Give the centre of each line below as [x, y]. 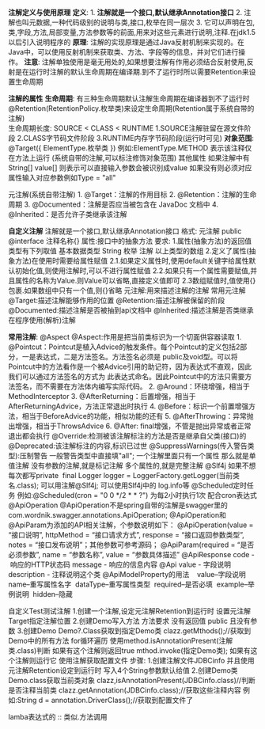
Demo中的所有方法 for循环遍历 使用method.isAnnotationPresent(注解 [121, 641]
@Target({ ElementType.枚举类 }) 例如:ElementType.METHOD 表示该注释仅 [130, 148]
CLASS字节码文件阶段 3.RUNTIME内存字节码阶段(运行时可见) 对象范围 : [139, 138]
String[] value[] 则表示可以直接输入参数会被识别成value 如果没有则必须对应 [130, 168]
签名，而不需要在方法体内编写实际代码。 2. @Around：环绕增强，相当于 [132, 386]
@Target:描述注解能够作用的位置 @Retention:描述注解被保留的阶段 [117, 300]
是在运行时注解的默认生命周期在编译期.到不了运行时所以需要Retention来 [132, 72]
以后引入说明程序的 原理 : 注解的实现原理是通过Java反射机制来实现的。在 [127, 42]
